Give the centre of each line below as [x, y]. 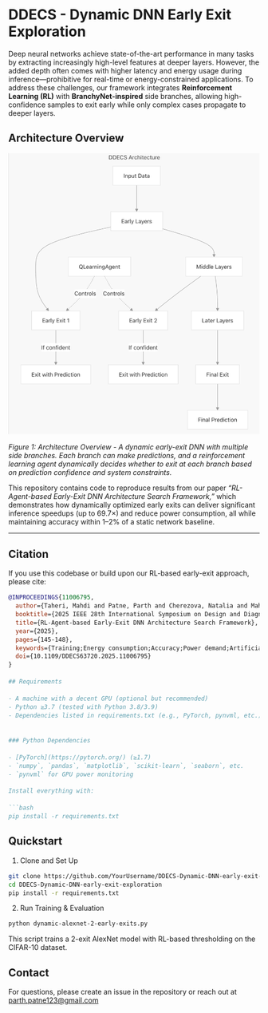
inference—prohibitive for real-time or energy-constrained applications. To [131, 79]
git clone [25, 876]
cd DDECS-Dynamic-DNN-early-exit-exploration [85, 884]
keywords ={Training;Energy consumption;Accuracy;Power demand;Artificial [140, 648]
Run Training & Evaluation [62, 908]
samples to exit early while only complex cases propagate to [147, 105]
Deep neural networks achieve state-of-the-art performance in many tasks [131, 53]
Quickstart [35, 841]
